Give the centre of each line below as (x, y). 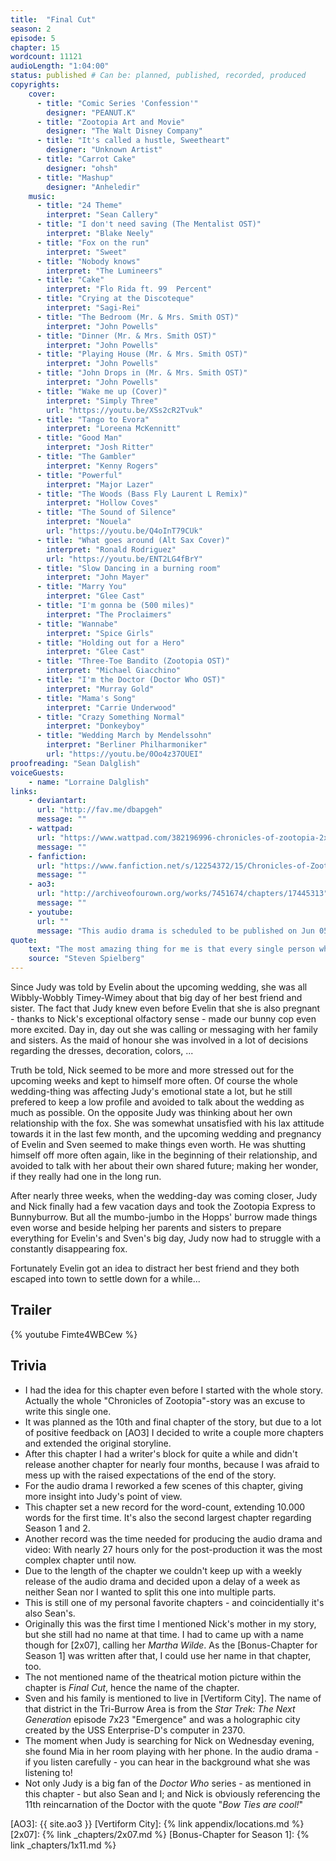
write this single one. (68, 1411)
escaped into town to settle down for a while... (105, 1279)
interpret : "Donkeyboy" (95, 726)
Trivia (28, 1366)
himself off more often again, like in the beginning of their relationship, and (164, 1155)
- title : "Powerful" (79, 475)
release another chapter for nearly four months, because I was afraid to (172, 1464)
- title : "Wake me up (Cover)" (102, 391)
